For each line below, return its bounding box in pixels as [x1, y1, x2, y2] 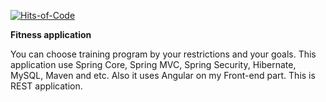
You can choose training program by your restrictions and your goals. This [10, 48, 317, 60]
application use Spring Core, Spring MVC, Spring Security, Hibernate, [10, 59, 297, 70]
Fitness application [10, 29, 92, 40]
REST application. [10, 80, 83, 92]
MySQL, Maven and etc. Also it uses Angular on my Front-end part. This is [10, 70, 316, 81]
